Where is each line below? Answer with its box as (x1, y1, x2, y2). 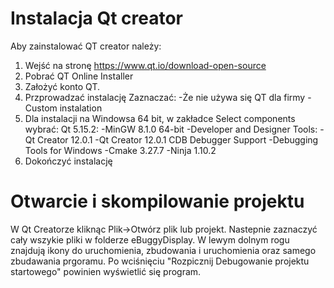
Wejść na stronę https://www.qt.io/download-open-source (24, 59, 267, 71)
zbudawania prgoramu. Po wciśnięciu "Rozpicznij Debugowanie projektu (10, 255, 310, 267)
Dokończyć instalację (24, 155, 113, 167)
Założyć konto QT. (24, 80, 101, 92)
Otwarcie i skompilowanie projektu (10, 190, 305, 213)
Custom (24, 102, 58, 114)
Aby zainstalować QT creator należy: (10, 40, 162, 52)
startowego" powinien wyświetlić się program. (10, 265, 202, 277)
